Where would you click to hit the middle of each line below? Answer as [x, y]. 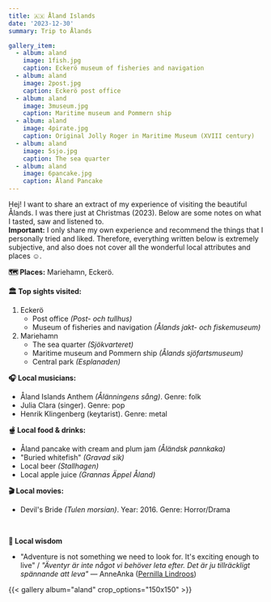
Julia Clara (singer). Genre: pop [72, 405]
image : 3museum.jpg [56, 106]
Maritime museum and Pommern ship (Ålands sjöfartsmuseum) [138, 353]
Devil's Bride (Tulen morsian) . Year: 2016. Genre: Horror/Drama [125, 510]
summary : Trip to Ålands [50, 31]
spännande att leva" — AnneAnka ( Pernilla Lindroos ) [108, 574]
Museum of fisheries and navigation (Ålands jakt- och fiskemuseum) [146, 327]
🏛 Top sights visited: [45, 291]
